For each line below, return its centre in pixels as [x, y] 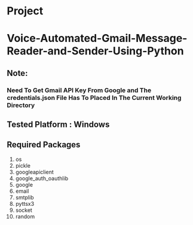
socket [24, 210]
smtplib [24, 197]
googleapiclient [35, 172]
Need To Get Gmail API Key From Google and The [79, 90]
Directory [21, 105]
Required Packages [44, 145]
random [25, 216]
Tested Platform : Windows [58, 125]
